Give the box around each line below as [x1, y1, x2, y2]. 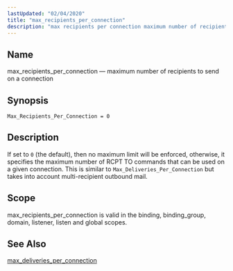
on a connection [7, 74, 54, 83]
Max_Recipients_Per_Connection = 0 [7, 113, 110, 120]
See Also [7, 238, 46, 250]
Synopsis [7, 94, 49, 106]
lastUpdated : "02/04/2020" [7, 10, 85, 17]
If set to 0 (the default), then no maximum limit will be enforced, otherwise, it [7, 150, 225, 158]
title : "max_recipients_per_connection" [7, 17, 126, 24]
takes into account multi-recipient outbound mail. [7, 172, 148, 180]
